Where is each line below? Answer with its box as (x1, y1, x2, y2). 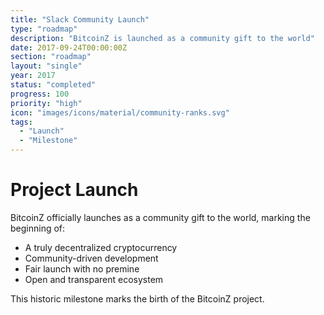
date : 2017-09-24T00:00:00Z (10, 42, 128, 53)
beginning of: (10, 222, 66, 234)
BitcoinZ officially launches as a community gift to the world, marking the (10, 211, 311, 223)
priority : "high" (10, 98, 83, 108)
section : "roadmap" (10, 52, 92, 62)
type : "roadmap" (10, 24, 78, 34)
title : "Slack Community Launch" (10, 14, 150, 25)
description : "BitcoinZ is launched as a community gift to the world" (10, 33, 315, 43)
